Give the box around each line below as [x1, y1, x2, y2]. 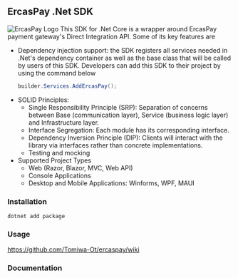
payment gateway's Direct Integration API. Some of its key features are [7, 32, 216, 41]
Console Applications [28, 171, 91, 180]
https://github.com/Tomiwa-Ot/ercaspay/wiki [7, 245, 140, 254]
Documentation [7, 263, 63, 273]
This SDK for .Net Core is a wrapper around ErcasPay [60, 24, 217, 33]
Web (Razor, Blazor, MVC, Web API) [28, 163, 133, 172]
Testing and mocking [28, 148, 90, 157]
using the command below [17, 68, 96, 77]
